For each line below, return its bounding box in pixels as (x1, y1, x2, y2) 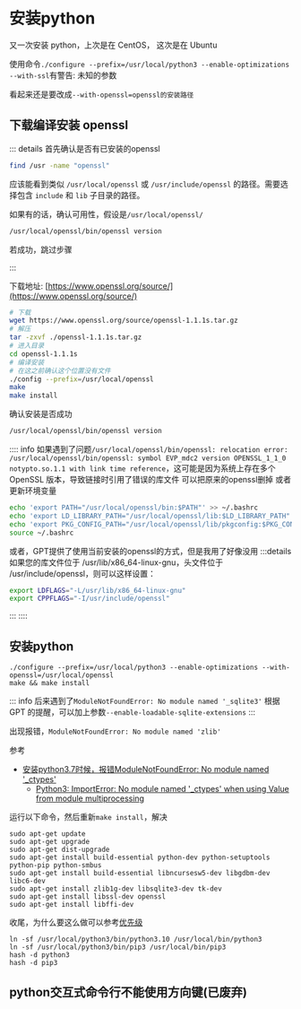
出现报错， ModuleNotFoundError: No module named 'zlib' (9, 726, 221, 736)
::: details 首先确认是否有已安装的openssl (9, 143, 160, 153)
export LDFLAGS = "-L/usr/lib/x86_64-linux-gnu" (9, 586, 186, 595)
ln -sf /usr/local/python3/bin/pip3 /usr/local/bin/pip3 (9, 943, 227, 952)
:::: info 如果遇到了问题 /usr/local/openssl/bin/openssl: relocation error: (9, 444, 288, 454)
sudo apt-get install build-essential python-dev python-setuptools (9, 853, 271, 862)
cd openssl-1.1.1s (9, 349, 78, 359)
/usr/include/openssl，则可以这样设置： (9, 568, 157, 578)
